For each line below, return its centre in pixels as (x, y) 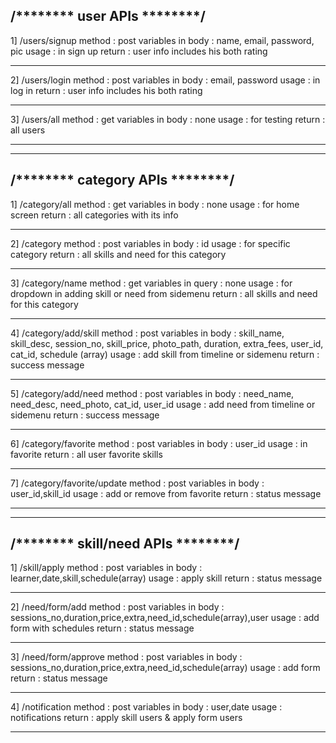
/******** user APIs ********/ (108, 16)
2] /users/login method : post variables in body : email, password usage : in (165, 80)
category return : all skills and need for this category (118, 254)
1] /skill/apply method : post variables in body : (106, 568)
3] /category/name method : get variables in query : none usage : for (151, 283)
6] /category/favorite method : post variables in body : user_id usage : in (159, 443)
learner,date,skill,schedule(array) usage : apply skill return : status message (166, 578)
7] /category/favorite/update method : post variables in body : (137, 483)
